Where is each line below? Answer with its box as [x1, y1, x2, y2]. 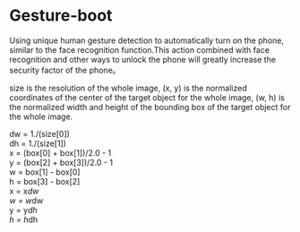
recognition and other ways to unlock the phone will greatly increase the [9, 54, 276, 64]
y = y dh [9, 204, 38, 215]
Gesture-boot [9, 5, 113, 26]
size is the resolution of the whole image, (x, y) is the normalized [9, 82, 248, 93]
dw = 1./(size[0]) [9, 128, 70, 139]
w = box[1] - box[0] [9, 167, 81, 177]
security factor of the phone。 [9, 64, 121, 75]
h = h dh [9, 214, 39, 225]
